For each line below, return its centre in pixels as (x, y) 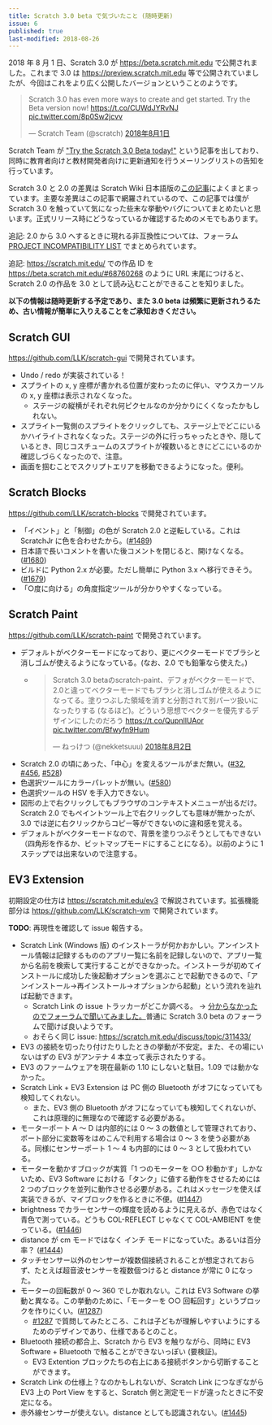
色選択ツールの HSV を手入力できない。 (86, 793)
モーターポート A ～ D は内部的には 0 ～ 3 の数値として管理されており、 (140, 1127)
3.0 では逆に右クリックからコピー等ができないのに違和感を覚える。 (133, 823)
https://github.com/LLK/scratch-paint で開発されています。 (107, 635)
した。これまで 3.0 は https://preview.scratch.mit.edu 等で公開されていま (130, 73)
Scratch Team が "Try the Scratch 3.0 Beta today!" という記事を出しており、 (136, 150)
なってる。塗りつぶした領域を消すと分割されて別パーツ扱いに (155, 700)
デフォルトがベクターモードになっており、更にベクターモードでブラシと (140, 652)
